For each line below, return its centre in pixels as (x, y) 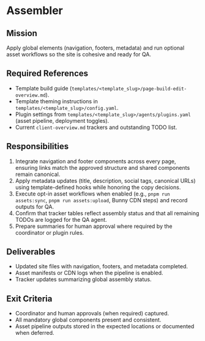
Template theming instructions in (56, 101)
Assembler (35, 11)
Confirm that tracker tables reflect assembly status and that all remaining (107, 213)
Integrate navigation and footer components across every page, (95, 161)
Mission (22, 33)
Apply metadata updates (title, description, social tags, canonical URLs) (105, 180)
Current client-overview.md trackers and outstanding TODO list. (96, 127)
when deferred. (35, 333)
